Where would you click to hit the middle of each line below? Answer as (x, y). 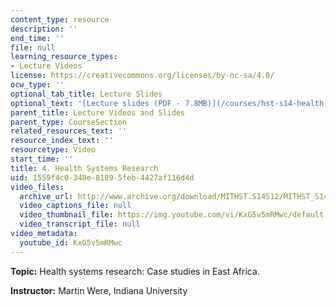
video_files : (37, 187)
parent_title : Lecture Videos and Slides (98, 112)
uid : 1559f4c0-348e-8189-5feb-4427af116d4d (102, 177)
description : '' (44, 29)
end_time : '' (37, 38)
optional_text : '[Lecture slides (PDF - (96, 103)
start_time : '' (42, 159)
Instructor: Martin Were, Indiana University (99, 290)
